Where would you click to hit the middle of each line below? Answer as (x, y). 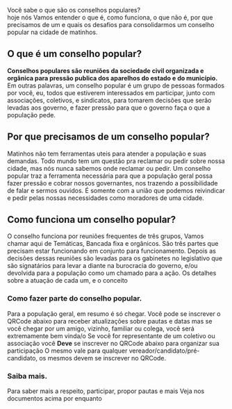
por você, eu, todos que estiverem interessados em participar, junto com (111, 92)
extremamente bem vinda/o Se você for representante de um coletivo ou (111, 335)
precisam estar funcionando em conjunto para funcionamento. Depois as (112, 251)
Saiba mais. (27, 376)
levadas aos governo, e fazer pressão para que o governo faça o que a (109, 108)
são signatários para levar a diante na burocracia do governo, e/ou (102, 266)
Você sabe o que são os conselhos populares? (74, 10)
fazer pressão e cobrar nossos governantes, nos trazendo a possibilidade (113, 183)
